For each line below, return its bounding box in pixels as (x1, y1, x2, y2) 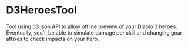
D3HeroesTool (6, 4, 78, 17)
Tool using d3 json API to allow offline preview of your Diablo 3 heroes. (6, 23, 177, 30)
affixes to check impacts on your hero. (6, 35, 99, 42)
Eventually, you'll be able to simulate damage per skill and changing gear (6, 29, 183, 36)
